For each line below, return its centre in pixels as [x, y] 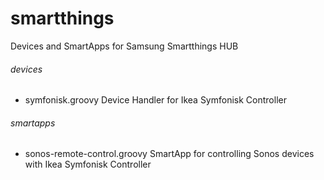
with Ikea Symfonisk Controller [88, 164]
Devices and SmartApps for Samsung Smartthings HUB [124, 46]
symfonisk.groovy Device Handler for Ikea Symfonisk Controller [155, 100]
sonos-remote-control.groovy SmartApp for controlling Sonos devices [169, 154]
